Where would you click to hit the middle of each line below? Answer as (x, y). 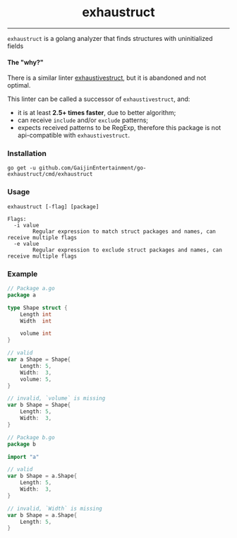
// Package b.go (31, 437)
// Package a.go (31, 289)
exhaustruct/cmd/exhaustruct (50, 174)
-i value (26, 225)
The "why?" (25, 62)
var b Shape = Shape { (39, 405)
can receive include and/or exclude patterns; (83, 120)
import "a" (23, 457)
